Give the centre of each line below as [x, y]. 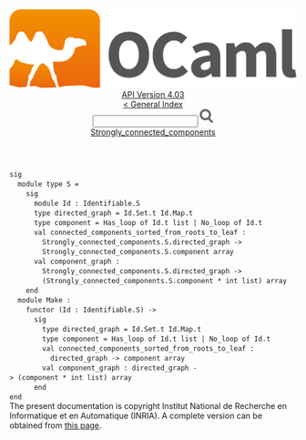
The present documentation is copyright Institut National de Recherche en [148, 406]
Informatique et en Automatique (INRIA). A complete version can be [136, 416]
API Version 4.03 [153, 95]
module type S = [48, 184]
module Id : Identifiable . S [87, 204]
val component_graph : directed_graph [116, 368]
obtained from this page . [56, 425]
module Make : [44, 301]
